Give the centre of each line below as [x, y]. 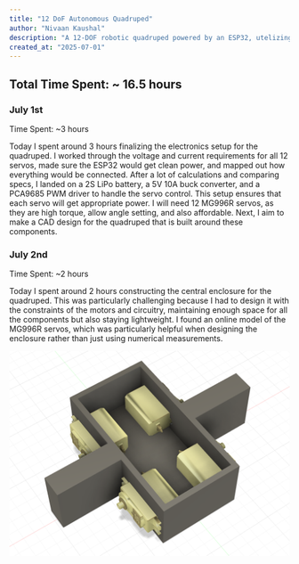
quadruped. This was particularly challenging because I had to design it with [149, 301]
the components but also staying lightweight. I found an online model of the [148, 320]
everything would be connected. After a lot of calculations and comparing [145, 175]
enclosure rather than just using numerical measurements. [116, 339]
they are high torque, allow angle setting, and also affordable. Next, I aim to [147, 212]
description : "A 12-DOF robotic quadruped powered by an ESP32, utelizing [151, 37]
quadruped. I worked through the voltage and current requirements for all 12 [149, 155]
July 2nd [28, 254]
